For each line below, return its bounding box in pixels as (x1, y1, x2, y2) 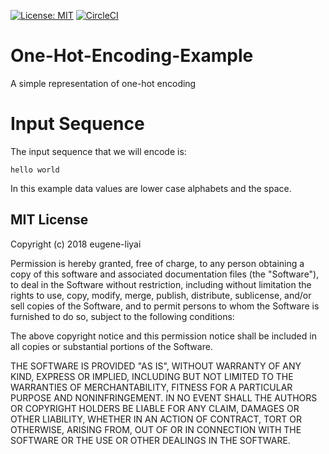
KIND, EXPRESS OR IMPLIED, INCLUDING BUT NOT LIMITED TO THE (10, 370, 294, 382)
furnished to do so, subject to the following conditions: (10, 310, 235, 322)
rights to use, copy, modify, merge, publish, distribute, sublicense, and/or (10, 289, 312, 301)
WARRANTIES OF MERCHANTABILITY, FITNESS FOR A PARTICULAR (10, 381, 293, 393)
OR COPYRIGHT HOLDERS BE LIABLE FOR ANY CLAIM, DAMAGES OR (10, 402, 300, 414)
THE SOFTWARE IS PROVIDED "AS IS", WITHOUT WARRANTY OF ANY (10, 360, 302, 372)
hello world (10, 165, 60, 175)
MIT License (10, 211, 89, 229)
